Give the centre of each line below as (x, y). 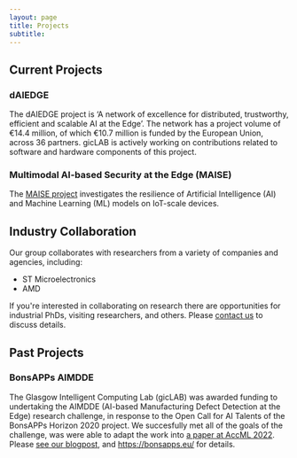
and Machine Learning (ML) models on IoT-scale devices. (114, 204)
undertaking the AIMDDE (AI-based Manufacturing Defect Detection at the (145, 406)
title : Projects (39, 26)
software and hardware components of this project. (103, 152)
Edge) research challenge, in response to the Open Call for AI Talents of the (147, 415)
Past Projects (47, 352)
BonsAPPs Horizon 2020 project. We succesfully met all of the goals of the (146, 425)
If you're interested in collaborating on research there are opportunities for (145, 306)
